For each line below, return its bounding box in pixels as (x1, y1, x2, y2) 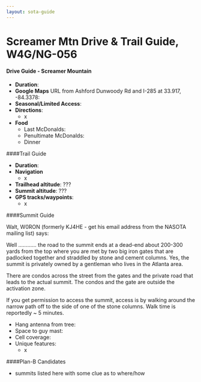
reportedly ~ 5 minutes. (6, 309, 64, 317)
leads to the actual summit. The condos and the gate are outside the (6, 279, 175, 286)
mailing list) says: (6, 229, 49, 237)
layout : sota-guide (6, 8, 55, 15)
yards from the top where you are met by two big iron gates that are (6, 247, 174, 255)
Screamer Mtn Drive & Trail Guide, (6, 34, 179, 48)
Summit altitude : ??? (14, 187, 67, 195)
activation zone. (6, 285, 46, 292)
